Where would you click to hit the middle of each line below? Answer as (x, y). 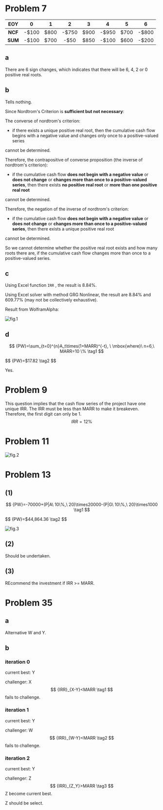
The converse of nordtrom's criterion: (43, 121)
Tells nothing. (19, 102)
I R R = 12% (82, 422)
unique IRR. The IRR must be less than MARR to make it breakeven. (72, 409)
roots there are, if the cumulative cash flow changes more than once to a (78, 253)
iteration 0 (18, 662)
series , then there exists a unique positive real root (63, 229)
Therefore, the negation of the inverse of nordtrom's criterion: (67, 209)
